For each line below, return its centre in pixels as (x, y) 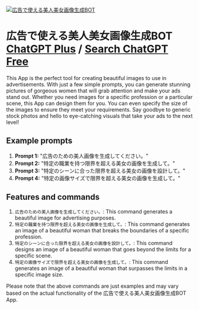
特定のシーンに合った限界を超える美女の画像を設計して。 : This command (94, 243)
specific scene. (33, 256)
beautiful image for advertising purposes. (65, 218)
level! (13, 122)
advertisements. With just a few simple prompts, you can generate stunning (98, 84)
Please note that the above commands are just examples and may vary (92, 286)
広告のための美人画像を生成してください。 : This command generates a (94, 211)
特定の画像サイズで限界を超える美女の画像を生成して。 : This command (92, 262)
